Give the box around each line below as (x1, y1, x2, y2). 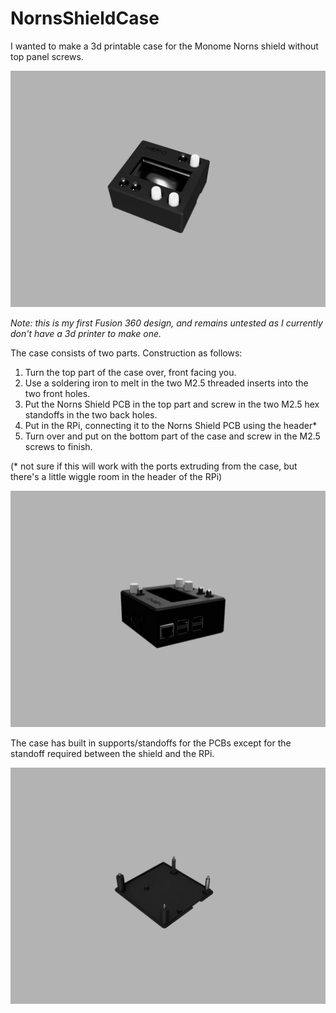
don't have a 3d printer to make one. (10, 327, 162, 339)
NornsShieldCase (10, 7, 160, 30)
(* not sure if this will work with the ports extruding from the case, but (10, 460, 298, 472)
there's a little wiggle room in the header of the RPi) (10, 470, 223, 482)
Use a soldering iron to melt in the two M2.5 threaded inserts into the (24, 377, 309, 389)
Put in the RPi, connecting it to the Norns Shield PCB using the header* (24, 419, 318, 431)
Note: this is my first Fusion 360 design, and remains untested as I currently (10, 317, 323, 329)
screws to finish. (24, 440, 93, 452)
